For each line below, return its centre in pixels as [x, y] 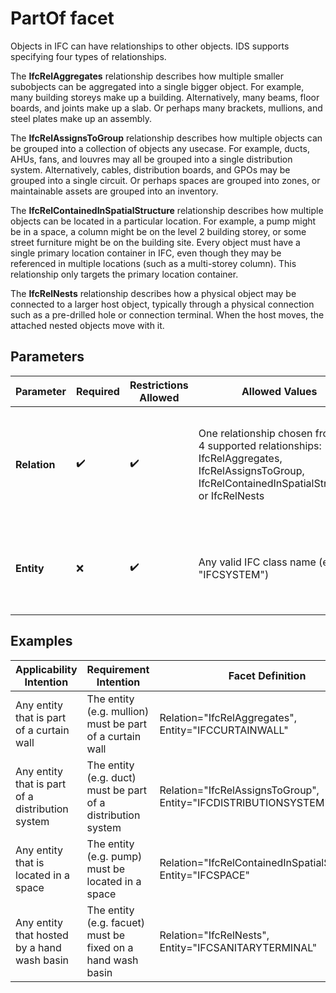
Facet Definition [267, 675]
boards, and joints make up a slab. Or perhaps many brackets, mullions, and [166, 108]
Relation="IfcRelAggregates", [228, 717]
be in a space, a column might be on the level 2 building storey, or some [158, 231]
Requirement [118, 669]
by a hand [38, 947]
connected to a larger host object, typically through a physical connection [162, 304]
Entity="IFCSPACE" [204, 875]
